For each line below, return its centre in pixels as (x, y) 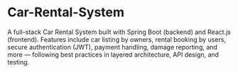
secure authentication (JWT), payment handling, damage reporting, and (113, 47)
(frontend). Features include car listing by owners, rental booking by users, (117, 39)
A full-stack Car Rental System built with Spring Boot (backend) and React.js (119, 32)
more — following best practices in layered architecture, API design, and (113, 55)
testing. (18, 62)
